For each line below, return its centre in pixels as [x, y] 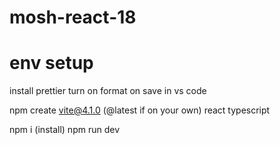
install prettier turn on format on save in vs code [108, 91]
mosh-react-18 [73, 17]
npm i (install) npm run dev [64, 130]
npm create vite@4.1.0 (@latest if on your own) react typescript [140, 110]
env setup [51, 63]
